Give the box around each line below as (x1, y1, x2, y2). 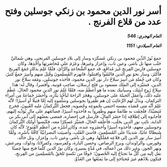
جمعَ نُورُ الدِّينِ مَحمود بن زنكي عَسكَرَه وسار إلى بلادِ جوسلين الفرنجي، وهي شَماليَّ (10, 55, 162, 61)
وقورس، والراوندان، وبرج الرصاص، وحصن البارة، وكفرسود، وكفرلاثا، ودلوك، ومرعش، (4, 140, 162, 146)
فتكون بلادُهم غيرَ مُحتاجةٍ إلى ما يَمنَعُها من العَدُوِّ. (74, 156, 162, 162)
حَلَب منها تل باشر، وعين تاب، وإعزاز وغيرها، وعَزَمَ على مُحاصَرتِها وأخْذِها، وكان (17, 60, 162, 66)
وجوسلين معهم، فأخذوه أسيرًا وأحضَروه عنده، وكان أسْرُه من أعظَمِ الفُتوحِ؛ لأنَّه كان (10, 124, 162, 130)
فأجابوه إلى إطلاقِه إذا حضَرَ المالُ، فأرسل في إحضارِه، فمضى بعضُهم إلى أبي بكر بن (8, 113, 162, 120)
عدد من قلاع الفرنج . (88, 16, 162, 27)
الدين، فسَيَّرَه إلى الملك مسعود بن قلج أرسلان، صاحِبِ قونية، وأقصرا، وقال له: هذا (12, 82, 162, 88)
